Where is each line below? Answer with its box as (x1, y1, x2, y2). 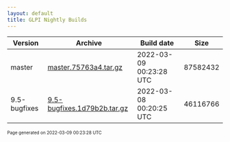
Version (12, 38, 39, 48)
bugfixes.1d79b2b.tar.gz (47, 103, 129, 113)
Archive (75, 38, 103, 48)
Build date (140, 38, 175, 48)
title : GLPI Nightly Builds (7, 16, 88, 23)
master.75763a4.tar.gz (47, 62, 123, 72)
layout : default (7, 10, 53, 17)
